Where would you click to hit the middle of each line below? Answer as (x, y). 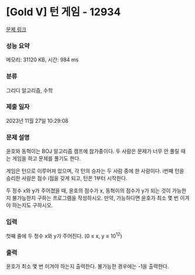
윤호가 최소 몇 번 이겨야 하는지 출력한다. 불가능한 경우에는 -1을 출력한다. (88, 266)
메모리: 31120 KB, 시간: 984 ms (42, 60)
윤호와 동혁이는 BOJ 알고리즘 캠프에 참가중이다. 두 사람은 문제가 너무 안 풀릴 (93, 151)
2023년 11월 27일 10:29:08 (37, 121)
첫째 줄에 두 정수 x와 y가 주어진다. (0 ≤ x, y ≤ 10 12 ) (64, 236)
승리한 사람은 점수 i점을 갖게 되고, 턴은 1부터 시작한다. (67, 178)
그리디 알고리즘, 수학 (29, 90)
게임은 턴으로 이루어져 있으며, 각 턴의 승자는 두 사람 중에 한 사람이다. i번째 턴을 (95, 171)
